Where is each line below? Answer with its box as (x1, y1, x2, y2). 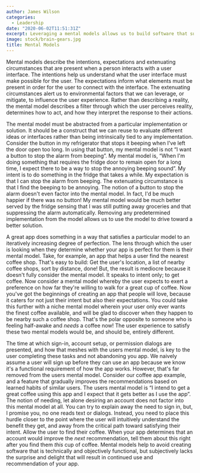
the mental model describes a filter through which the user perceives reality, (6, 102, 193, 110)
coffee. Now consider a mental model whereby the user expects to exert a (6, 278, 188, 285)
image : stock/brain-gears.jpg (6, 36, 82, 42)
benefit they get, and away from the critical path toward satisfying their (6, 422, 180, 429)
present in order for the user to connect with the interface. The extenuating (6, 83, 190, 91)
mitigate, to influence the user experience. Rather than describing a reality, (6, 96, 189, 103)
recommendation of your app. (6, 460, 79, 467)
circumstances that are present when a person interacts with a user (6, 64, 172, 71)
